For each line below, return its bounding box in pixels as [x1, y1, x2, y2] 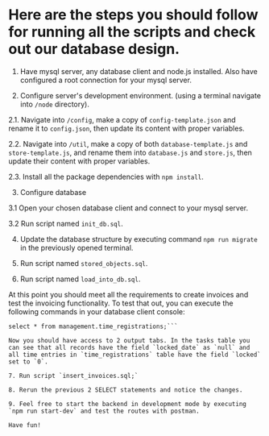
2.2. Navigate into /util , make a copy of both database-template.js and [8, 139, 248, 148]
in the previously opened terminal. [19, 243, 134, 252]
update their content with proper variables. [8, 156, 151, 166]
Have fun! [8, 421, 42, 429]
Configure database [19, 187, 87, 197]
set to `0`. [8, 357, 48, 366]
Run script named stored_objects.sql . [19, 258, 148, 268]
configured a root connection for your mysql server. [19, 75, 192, 85]
